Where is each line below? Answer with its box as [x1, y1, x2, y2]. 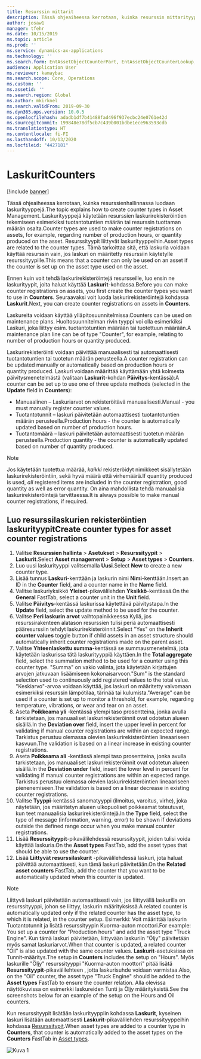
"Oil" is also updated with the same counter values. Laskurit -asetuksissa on [7, 947, 194, 954]
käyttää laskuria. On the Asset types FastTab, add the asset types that [15, 841, 187, 849]
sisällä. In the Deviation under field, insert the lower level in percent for [15, 765, 189, 773]
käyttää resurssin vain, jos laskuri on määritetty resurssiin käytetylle [7, 250, 174, 257]
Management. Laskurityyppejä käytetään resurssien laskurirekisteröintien [7, 212, 187, 219]
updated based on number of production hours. [15, 423, 133, 431]
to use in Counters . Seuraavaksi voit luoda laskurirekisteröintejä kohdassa [7, 294, 189, 301]
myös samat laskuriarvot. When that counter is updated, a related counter [7, 941, 187, 948]
